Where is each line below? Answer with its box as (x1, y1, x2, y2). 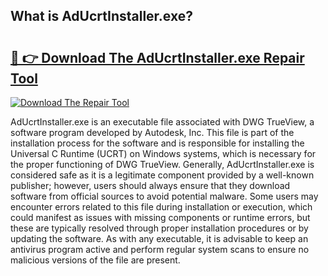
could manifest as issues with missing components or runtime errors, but (10, 212, 311, 223)
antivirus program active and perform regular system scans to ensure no (10, 244, 310, 255)
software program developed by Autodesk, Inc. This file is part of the (10, 127, 295, 138)
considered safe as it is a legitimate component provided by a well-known (10, 169, 315, 181)
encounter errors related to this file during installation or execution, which (10, 201, 313, 213)
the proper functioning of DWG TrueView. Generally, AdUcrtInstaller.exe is (10, 159, 315, 170)
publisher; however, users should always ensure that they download (10, 180, 291, 191)
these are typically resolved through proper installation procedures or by (10, 222, 309, 234)
